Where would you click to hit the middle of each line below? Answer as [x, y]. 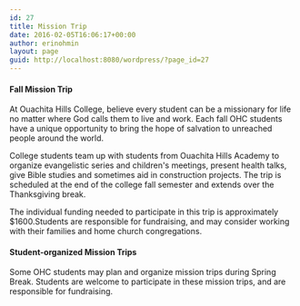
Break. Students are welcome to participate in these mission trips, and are [148, 281]
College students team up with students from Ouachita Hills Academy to [145, 156]
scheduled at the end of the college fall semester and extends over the [142, 185]
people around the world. [57, 138]
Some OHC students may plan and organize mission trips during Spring [143, 272]
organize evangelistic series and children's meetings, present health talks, [148, 165]
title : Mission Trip [49, 26]
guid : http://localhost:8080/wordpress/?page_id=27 [109, 60]
